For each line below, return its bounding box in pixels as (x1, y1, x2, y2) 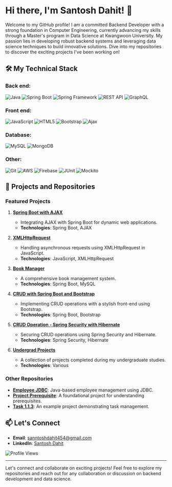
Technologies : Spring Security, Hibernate (20, 337, 109, 343)
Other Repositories (5, 375, 54, 382)
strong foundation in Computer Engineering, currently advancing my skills (5, 27, 161, 33)
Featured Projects (5, 198, 51, 205)
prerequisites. (12, 398, 42, 404)
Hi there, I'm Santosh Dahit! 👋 (5, 5, 133, 16)
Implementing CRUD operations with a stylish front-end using (20, 301, 150, 307)
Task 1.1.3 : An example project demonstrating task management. (12, 403, 149, 410)
